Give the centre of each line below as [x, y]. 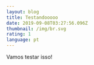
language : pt [23, 40]
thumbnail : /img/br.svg [36, 29]
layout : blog [23, 12]
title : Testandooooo [32, 17]
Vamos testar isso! [29, 57]
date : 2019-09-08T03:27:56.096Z [47, 23]
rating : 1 [19, 34]
